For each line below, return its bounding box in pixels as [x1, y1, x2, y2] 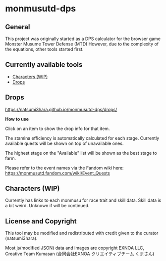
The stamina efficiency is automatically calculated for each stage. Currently [5, 135, 160, 141]
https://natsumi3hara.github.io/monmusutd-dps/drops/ [5, 106, 117, 112]
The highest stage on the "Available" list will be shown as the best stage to [5, 150, 157, 156]
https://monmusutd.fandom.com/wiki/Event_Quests [5, 170, 110, 176]
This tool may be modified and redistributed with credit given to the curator [5, 230, 159, 236]
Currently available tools [5, 60, 83, 69]
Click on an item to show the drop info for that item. [5, 126, 110, 131]
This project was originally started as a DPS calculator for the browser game [5, 36, 161, 42]
